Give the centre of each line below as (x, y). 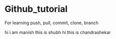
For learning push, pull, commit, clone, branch (52, 23)
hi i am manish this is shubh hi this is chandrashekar (58, 32)
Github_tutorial (36, 9)
